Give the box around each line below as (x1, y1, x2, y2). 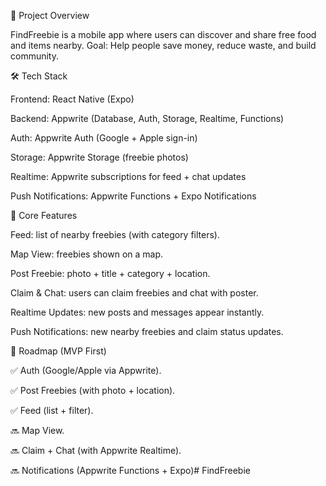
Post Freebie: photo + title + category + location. (10, 268, 211, 279)
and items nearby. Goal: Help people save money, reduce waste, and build (10, 40, 317, 51)
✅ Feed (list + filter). (10, 405, 94, 416)
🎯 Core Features (10, 210, 78, 221)
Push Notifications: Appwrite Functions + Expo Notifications (10, 190, 257, 202)
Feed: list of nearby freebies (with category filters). (10, 229, 221, 240)
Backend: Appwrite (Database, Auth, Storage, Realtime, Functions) (10, 113, 285, 124)
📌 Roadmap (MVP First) (10, 345, 107, 357)
